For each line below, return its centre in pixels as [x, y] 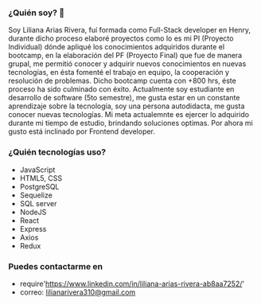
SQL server [38, 203]
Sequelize [36, 195]
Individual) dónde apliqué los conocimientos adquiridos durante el [117, 47]
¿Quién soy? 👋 [37, 13]
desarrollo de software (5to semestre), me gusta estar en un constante [124, 98]
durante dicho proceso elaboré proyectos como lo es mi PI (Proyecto [121, 38]
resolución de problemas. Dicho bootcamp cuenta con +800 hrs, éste [122, 81]
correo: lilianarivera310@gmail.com [78, 292]
